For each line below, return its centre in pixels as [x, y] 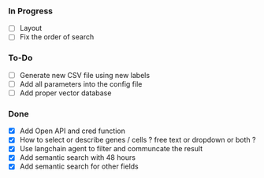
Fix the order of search [57, 37]
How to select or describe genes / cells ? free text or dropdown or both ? [138, 140]
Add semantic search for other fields [79, 166]
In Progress [31, 11]
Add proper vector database [65, 93]
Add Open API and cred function [73, 131]
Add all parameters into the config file [81, 83]
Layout [31, 28]
